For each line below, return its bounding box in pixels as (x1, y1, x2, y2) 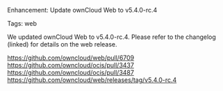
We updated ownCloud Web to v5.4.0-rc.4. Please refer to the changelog (7, 33, 217, 41)
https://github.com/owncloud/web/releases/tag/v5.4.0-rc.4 (7, 76, 177, 84)
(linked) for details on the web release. (7, 40, 117, 48)
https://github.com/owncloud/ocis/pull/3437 (7, 61, 134, 69)
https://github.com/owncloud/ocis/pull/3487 (7, 69, 134, 76)
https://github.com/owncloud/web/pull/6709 (7, 53, 135, 62)
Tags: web (7, 19, 37, 27)
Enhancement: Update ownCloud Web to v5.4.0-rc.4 (7, 6, 158, 14)
